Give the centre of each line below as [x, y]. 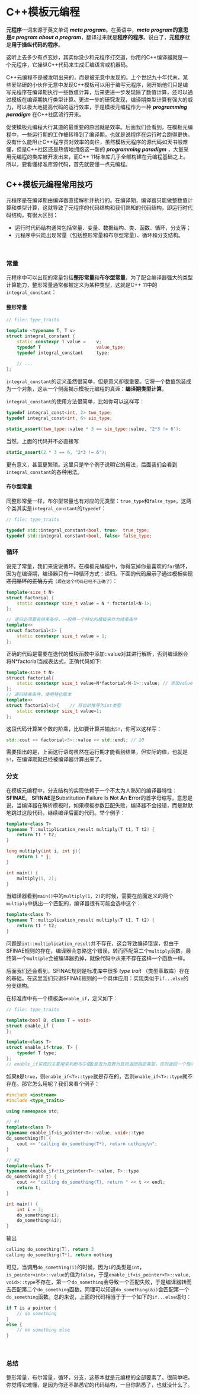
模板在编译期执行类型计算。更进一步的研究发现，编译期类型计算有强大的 [99, 99]
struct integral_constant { [41, 336]
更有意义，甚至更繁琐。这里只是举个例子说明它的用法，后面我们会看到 [92, 464]
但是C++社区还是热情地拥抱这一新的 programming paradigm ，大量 [100, 149]
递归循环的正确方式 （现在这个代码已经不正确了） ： [62, 581]
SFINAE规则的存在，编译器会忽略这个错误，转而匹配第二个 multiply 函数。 [96, 950]
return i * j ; [34, 857]
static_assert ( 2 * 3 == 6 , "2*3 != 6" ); [57, 452]
